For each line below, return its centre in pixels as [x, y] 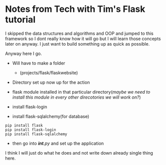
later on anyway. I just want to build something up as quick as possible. [77, 44]
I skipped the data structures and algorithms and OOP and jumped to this [80, 33]
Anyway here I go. [23, 54]
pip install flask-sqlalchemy [36, 134]
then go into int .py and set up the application [58, 143]
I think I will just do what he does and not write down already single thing [79, 153]
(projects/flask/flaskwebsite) [49, 72]
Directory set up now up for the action [51, 82]
